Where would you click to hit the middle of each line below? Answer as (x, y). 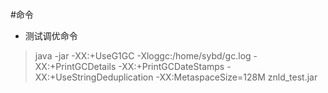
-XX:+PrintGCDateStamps (171, 66)
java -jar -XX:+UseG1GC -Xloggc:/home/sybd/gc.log (143, 56)
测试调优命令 (51, 36)
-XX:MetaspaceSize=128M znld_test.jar (236, 77)
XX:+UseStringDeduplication (94, 77)
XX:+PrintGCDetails (75, 66)
